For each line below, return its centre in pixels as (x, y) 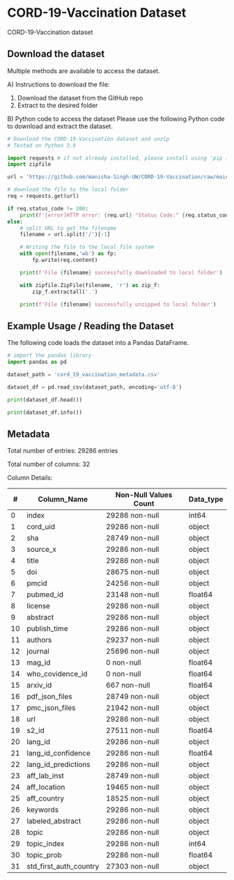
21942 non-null (132, 708)
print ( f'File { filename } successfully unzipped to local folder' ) (118, 304)
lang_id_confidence (58, 753)
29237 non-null (132, 640)
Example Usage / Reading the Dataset (91, 326)
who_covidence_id (57, 674)
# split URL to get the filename (68, 228)
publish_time (47, 628)
